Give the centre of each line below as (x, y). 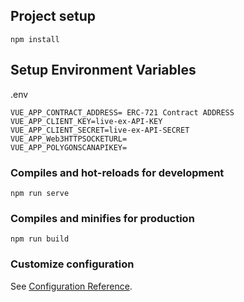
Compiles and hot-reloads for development (117, 172)
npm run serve (40, 193)
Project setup (53, 16)
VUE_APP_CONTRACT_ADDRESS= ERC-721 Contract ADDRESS (122, 112)
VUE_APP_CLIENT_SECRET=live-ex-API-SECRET (100, 130)
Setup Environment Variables (103, 70)
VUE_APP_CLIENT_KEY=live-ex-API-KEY (86, 121)
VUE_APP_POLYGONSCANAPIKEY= (69, 147)
